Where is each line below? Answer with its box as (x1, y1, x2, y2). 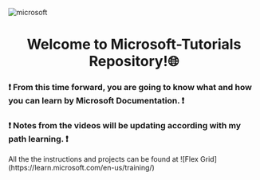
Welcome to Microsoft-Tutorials (26, 36, 242, 53)
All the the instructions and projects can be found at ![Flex (8, 155, 199, 164)
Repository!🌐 (89, 53, 179, 71)
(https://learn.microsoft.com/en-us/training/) (8, 163, 156, 173)
